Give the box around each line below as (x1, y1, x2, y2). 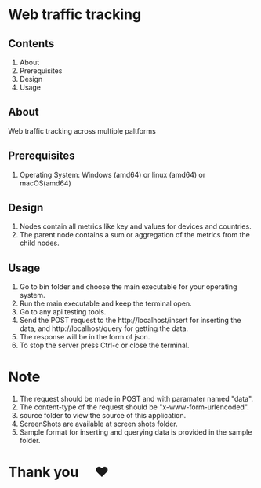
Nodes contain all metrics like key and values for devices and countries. (19, 222, 252, 231)
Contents (8, 37, 55, 50)
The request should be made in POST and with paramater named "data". (19, 394, 253, 404)
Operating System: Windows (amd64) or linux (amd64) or (19, 170, 206, 179)
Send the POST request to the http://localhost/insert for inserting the (19, 316, 241, 325)
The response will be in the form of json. (19, 332, 150, 342)
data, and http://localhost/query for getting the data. (19, 324, 189, 333)
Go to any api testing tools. (19, 307, 107, 317)
